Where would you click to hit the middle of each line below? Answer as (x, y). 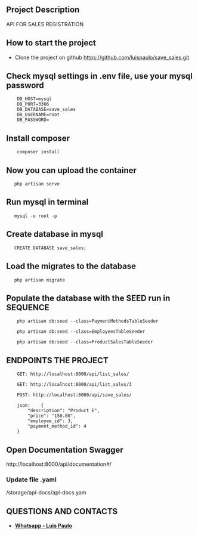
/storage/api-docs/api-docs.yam (46, 493)
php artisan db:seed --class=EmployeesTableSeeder (81, 332)
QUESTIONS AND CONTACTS (62, 511)
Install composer (38, 138)
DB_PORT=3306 (33, 104)
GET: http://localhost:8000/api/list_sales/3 (75, 385)
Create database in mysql (55, 234)
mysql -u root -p (36, 216)
